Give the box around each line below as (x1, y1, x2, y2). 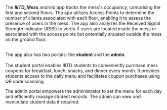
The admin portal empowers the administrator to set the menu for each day (5, 88, 162, 94)
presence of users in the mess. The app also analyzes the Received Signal (5, 20, 160, 26)
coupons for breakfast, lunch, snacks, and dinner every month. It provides (5, 68, 160, 74)
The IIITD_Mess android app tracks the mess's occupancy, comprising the (5, 5, 161, 10)
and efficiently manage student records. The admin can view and (5, 93, 141, 99)
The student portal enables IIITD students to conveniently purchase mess (5, 63, 158, 68)
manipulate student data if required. (5, 99, 80, 105)
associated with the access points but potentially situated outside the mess (5, 31, 162, 37)
